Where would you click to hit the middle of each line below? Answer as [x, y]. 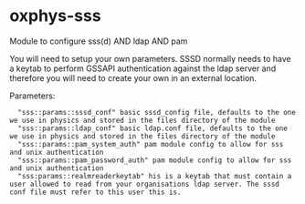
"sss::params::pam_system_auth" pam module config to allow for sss [151, 144]
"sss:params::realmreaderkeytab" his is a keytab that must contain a [155, 176]
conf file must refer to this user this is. [95, 192]
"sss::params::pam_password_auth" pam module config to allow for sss [155, 160]
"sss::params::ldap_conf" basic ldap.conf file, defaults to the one [152, 128]
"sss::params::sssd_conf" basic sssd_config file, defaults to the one [157, 112]
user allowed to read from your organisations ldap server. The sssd [145, 184]
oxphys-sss [56, 16]
